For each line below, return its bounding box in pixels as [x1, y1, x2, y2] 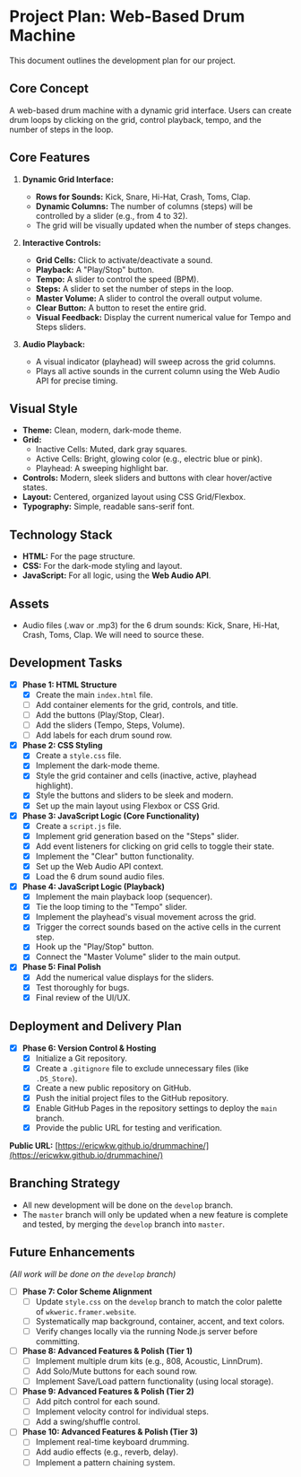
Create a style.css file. [35, 750, 122, 761]
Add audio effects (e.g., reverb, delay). [35, 1446, 179, 1457]
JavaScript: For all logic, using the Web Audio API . [21, 570, 211, 581]
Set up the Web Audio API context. [35, 861, 164, 871]
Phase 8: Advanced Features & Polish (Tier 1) [21, 1345, 193, 1356]
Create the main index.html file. [35, 689, 153, 700]
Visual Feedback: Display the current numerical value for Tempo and [35, 311, 291, 322]
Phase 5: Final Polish [21, 962, 101, 973]
